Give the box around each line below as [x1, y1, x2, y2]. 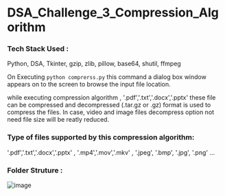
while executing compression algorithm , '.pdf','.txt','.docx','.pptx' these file [7, 94, 216, 102]
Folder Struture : [7, 165, 63, 175]
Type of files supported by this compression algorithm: [7, 133, 195, 142]
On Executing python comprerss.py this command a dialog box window [7, 73, 207, 81]
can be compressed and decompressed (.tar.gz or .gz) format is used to [7, 101, 211, 109]
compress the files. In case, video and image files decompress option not [7, 108, 215, 116]
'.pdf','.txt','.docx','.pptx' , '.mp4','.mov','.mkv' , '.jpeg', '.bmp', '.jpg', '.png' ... [7, 148, 215, 156]
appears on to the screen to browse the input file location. [7, 80, 171, 89]
